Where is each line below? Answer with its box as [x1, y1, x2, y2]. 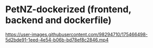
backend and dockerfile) [5, 14, 112, 26]
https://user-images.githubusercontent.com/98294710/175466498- [5, 31, 148, 37]
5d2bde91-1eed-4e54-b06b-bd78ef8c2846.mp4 [5, 37, 109, 43]
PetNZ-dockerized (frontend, [5, 4, 132, 15]
